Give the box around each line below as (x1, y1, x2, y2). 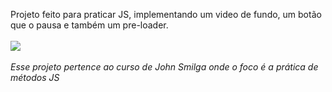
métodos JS (10, 72, 60, 83)
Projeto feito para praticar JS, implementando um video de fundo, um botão (10, 9, 322, 20)
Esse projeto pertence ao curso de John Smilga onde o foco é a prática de (10, 61, 319, 73)
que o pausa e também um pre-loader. (10, 19, 169, 31)
